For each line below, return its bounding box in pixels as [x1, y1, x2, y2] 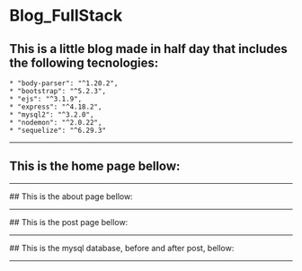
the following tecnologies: [9, 55, 159, 70]
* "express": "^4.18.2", [9, 102, 102, 111]
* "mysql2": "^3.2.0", [9, 110, 94, 119]
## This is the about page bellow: [9, 190, 133, 202]
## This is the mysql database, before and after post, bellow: [9, 242, 235, 253]
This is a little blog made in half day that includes [9, 41, 288, 57]
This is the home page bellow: [9, 159, 181, 174]
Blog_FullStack [9, 5, 123, 26]
